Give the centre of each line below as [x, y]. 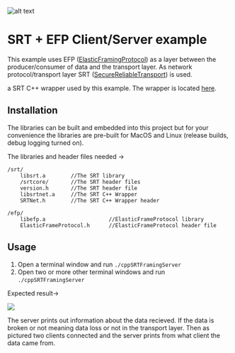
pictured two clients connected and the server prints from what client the [114, 335]
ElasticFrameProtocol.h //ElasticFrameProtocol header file [119, 225]
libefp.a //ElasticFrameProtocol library [112, 219]
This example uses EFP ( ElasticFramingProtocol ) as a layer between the [112, 59]
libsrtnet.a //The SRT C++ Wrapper [79, 194]
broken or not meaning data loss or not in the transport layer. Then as [109, 327]
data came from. [31, 343]
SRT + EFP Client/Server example [107, 40]
